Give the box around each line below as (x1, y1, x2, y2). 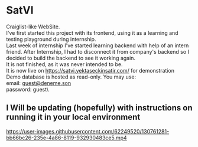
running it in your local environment (6, 112, 141, 122)
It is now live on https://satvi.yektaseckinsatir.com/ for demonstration (6, 67, 174, 74)
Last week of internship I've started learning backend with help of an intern (6, 42, 189, 49)
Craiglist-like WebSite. (6, 23, 60, 30)
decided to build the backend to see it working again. (6, 54, 136, 61)
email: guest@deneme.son (6, 79, 72, 86)
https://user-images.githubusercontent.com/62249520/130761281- (6, 128, 170, 135)
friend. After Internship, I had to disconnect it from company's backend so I (6, 48, 189, 55)
